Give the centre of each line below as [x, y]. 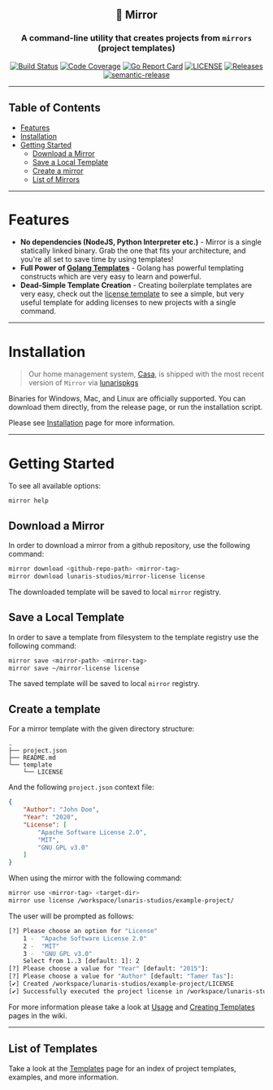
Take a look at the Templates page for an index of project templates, [123, 1068]
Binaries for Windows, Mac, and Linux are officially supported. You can [127, 398]
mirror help [28, 501]
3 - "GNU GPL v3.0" [58, 953]
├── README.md [32, 758]
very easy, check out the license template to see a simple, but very [132, 294]
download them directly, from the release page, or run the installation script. [136, 407]
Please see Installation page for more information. [92, 423]
